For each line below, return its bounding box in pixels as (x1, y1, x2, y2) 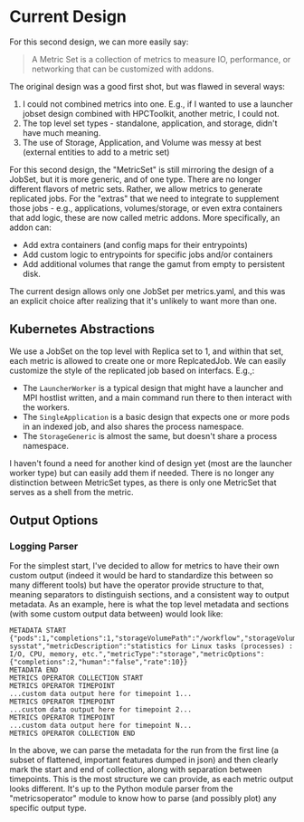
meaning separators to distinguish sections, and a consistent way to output (9, 589, 290, 600)
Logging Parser (9, 540, 79, 553)
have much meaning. (22, 127, 101, 138)
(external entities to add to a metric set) (22, 147, 170, 158)
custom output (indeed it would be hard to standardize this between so (9, 570, 274, 581)
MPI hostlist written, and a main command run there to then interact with (22, 392, 292, 403)
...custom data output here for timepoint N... (9, 722, 193, 731)
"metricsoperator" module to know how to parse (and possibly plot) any (9, 793, 278, 804)
